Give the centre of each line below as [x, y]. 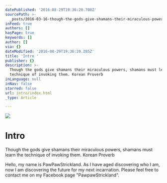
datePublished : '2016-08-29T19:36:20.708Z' [51, 10]
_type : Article [21, 97]
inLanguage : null [23, 79]
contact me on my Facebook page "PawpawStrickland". [62, 175]
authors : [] [17, 28]
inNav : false [19, 84]
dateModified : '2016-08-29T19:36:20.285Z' [50, 51]
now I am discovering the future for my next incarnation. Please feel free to [82, 170]
